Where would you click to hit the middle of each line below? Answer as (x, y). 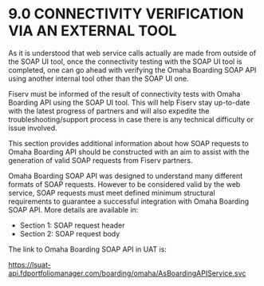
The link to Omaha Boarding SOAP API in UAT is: (88, 249)
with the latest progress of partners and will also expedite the (109, 111)
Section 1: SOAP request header (72, 225)
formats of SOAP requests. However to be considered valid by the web (124, 184)
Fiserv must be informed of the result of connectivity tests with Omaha (124, 93)
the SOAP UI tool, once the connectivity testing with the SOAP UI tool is (125, 62)
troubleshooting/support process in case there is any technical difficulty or (131, 119)
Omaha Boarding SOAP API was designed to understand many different (126, 176)
